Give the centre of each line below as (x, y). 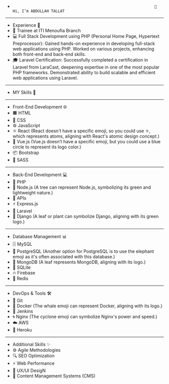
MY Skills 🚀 (24, 92)
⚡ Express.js (25, 204)
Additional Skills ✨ (31, 344)
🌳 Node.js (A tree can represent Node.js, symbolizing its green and (82, 187)
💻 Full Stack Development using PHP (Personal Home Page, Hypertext (86, 36)
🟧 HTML (22, 113)
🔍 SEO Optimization (33, 356)
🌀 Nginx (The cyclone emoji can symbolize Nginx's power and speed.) (85, 317)
